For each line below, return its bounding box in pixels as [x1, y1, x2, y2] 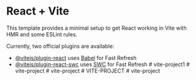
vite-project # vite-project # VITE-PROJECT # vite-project [15, 67, 160, 74]
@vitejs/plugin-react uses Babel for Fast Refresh [15, 54, 137, 61]
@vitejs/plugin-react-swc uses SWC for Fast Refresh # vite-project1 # [15, 61, 190, 68]
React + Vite [6, 4, 70, 18]
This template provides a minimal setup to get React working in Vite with [6, 24, 187, 32]
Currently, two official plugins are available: [6, 42, 115, 50]
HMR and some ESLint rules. [6, 30, 78, 38]
